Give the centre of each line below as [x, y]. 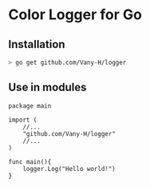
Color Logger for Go [75, 15]
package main [30, 105]
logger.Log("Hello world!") [69, 169]
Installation [37, 44]
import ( [23, 120]
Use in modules [47, 88]
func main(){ [30, 161]
